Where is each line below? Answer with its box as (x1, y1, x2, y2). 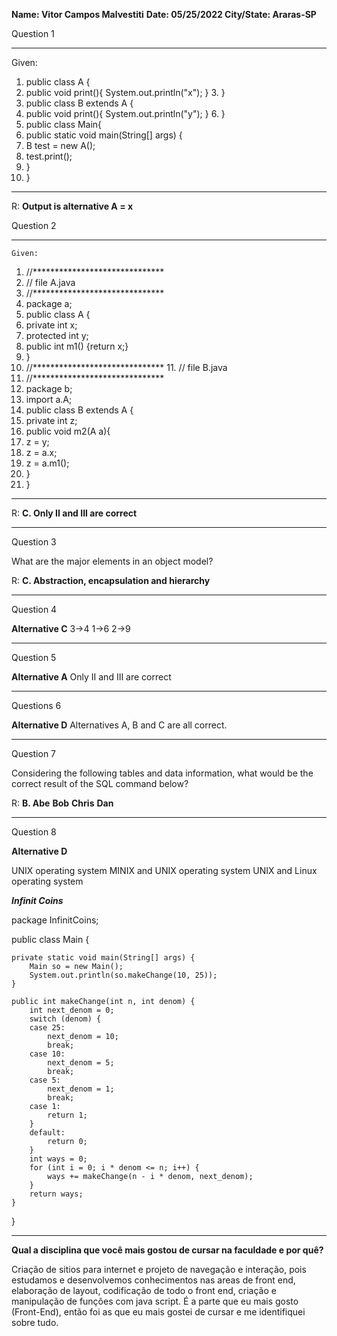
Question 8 (11, 826, 57, 838)
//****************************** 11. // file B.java (25, 362, 228, 373)
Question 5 (11, 652, 57, 663)
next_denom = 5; (47, 1058, 115, 1068)
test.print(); (25, 150, 73, 162)
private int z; (25, 415, 78, 426)
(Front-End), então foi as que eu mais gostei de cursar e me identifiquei (11, 1306, 306, 1318)
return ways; (29, 1189, 84, 1199)
